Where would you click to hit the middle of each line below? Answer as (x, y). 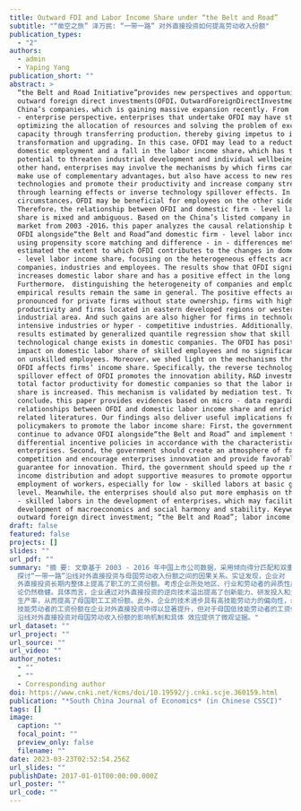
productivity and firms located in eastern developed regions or (142, 309)
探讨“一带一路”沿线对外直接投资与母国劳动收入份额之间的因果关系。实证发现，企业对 (151, 576)
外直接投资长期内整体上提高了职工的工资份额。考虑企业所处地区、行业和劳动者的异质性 (154, 584)
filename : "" (42, 751)
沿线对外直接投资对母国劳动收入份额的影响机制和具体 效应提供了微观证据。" (138, 617)
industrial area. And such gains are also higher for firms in (138, 318)
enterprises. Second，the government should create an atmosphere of (149, 451)
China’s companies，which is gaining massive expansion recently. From (153, 109)
